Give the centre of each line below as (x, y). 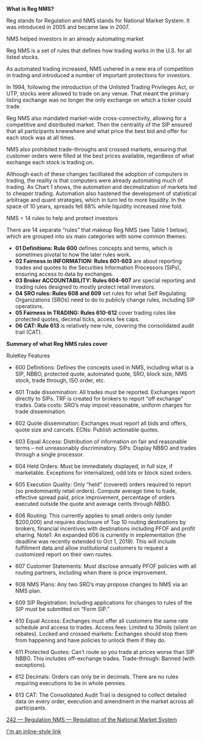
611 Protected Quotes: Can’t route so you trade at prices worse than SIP (105, 652)
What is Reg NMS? (30, 9)
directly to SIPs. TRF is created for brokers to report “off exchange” (99, 398)
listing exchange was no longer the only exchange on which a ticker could (99, 100)
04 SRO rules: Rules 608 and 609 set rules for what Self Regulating (101, 293)
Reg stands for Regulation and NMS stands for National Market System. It (98, 20)
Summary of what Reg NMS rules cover (57, 344)
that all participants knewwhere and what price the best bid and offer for (97, 131)
